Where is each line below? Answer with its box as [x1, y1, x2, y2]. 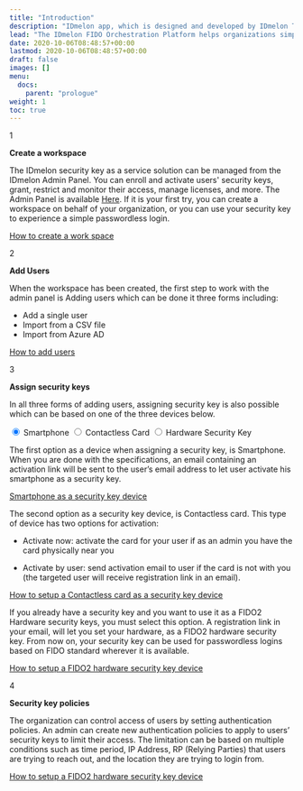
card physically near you [22, 545, 115, 556]
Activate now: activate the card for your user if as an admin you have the [22, 536, 293, 547]
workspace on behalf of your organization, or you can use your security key [9, 204, 291, 215]
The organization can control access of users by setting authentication [9, 715, 272, 726]
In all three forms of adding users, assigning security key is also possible [9, 399, 280, 410]
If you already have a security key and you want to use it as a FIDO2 [9, 607, 262, 618]
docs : [17, 80, 39, 89]
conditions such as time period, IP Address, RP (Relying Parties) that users [9, 744, 286, 755]
